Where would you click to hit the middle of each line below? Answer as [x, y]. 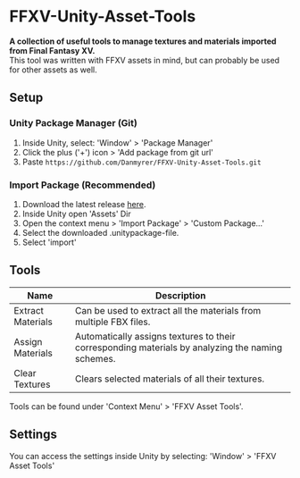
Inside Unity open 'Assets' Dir [76, 214]
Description [181, 295]
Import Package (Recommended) [83, 185]
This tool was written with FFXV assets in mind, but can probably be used [144, 60]
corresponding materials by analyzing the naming [179, 348]
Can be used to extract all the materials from [168, 310]
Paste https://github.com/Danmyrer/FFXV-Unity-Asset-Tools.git [142, 162]
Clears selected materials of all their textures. [170, 379]
